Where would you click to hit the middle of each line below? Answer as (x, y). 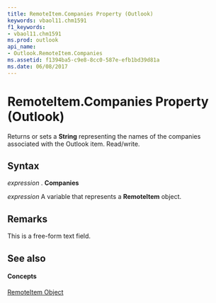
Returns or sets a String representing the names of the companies (104, 136)
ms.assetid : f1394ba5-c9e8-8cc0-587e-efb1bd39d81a (84, 60)
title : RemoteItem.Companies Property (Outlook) (80, 14)
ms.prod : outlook (33, 40)
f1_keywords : (27, 27)
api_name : (22, 47)
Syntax (23, 166)
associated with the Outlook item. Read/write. (74, 144)
